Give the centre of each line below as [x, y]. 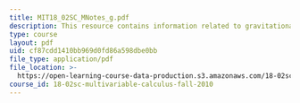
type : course [33, 34]
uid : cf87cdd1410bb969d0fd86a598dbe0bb [83, 51]
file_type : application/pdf [62, 59]
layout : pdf [31, 43]
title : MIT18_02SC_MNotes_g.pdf [69, 17]
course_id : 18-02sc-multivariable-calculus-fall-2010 [112, 84]
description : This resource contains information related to [125, 26]
